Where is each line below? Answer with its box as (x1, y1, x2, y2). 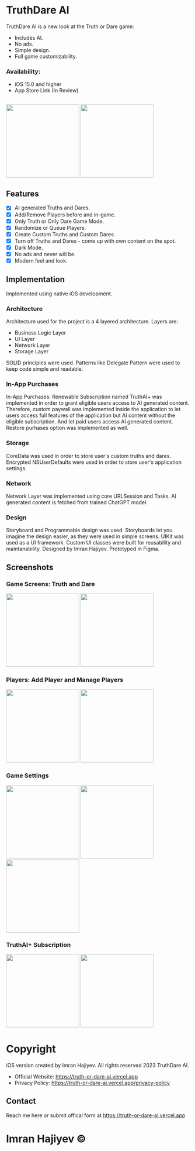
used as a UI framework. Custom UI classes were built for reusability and (6, 539, 182, 546)
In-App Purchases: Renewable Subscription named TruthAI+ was (6, 393, 162, 401)
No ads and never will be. (14, 250, 76, 257)
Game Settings (6, 771, 49, 780)
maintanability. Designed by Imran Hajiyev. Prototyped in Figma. (6, 545, 160, 553)
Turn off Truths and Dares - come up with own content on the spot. (14, 237, 176, 244)
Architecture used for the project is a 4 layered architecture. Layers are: (6, 318, 178, 325)
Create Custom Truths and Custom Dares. (14, 230, 116, 237)
